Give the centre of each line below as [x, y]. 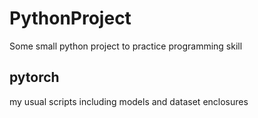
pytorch [34, 77]
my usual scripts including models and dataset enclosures [129, 101]
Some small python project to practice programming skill [126, 46]
